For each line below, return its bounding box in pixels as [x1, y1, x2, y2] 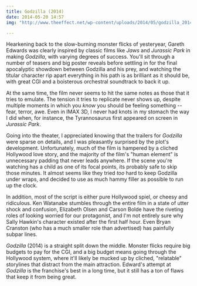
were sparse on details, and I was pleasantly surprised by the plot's [6, 139, 169, 146]
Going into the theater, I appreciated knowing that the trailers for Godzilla [6, 132, 183, 139]
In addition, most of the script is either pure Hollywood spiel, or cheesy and [6, 193, 188, 200]
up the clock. [6, 182, 38, 189]
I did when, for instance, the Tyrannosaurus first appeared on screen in [6, 115, 178, 122]
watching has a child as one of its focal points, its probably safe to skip [6, 163, 178, 170]
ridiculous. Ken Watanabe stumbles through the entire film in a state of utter [6, 200, 189, 207]
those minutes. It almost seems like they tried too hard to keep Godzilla [6, 170, 178, 177]
